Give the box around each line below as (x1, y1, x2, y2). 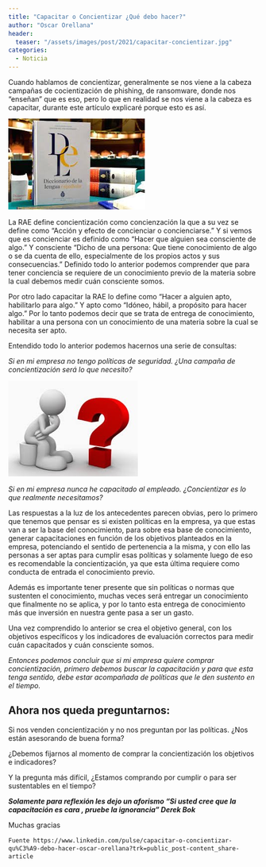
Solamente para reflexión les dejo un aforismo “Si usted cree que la (8, 796, 237, 806)
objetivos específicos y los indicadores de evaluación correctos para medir (8, 632, 254, 641)
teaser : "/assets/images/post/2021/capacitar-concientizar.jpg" (15, 38, 233, 46)
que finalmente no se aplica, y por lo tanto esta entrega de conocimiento (8, 599, 246, 609)
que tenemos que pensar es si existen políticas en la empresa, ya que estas (8, 517, 256, 526)
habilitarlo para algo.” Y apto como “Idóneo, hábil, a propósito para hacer (8, 300, 248, 310)
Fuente (8, 836, 30, 845)
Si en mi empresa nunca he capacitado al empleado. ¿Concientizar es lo (8, 484, 246, 494)
